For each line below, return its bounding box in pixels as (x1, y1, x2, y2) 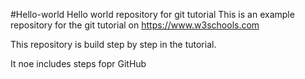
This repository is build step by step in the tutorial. (10, 39, 217, 50)
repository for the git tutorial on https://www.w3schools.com (10, 19, 260, 31)
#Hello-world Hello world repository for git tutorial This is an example (10, 9, 295, 20)
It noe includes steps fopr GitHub (10, 58, 147, 69)
